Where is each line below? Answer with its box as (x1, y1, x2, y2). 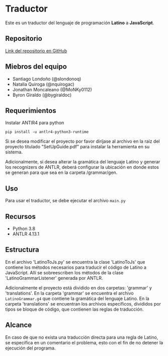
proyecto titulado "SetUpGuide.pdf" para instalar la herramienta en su (5, 144, 150, 150)
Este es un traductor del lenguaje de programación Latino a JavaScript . (5, 20, 154, 26)
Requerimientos (5, 106, 56, 115)
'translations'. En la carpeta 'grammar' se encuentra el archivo (5, 290, 134, 296)
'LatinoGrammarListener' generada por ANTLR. (5, 275, 103, 281)
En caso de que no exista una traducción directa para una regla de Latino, (5, 334, 158, 340)
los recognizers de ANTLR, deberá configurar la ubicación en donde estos (5, 164, 159, 170)
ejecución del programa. (5, 345, 56, 351)
